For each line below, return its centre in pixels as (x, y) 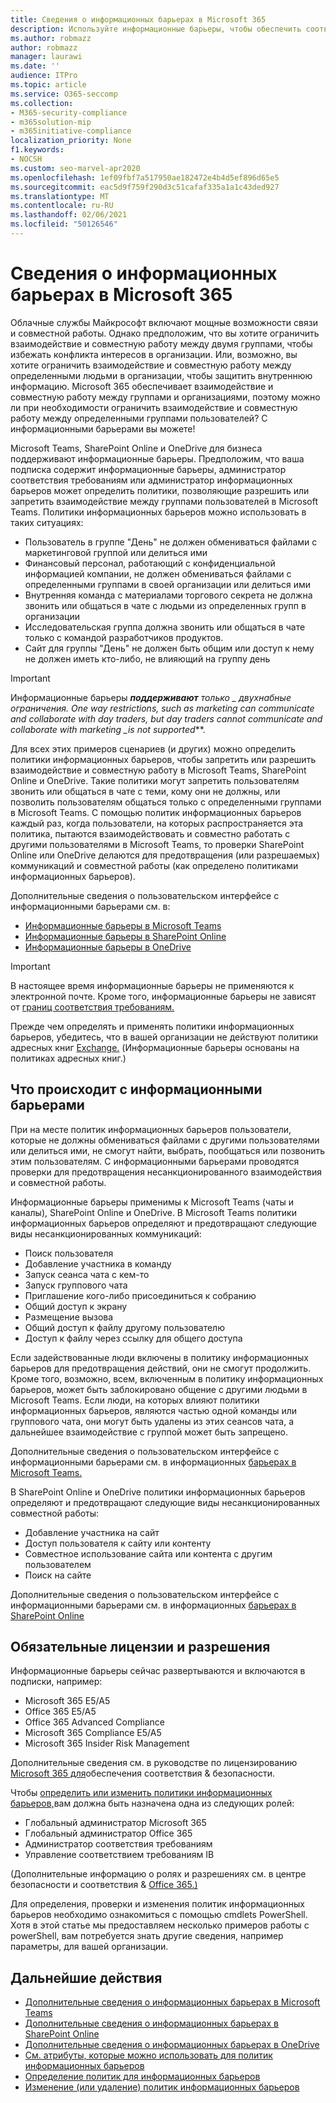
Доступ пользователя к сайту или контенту (118, 1543)
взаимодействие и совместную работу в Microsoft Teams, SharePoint (158, 770)
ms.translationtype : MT (60, 196)
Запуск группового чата (76, 1285)
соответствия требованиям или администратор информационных (151, 480)
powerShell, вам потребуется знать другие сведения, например (147, 1936)
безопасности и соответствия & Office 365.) (104, 1885)
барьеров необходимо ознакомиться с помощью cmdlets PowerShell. (159, 1915)
